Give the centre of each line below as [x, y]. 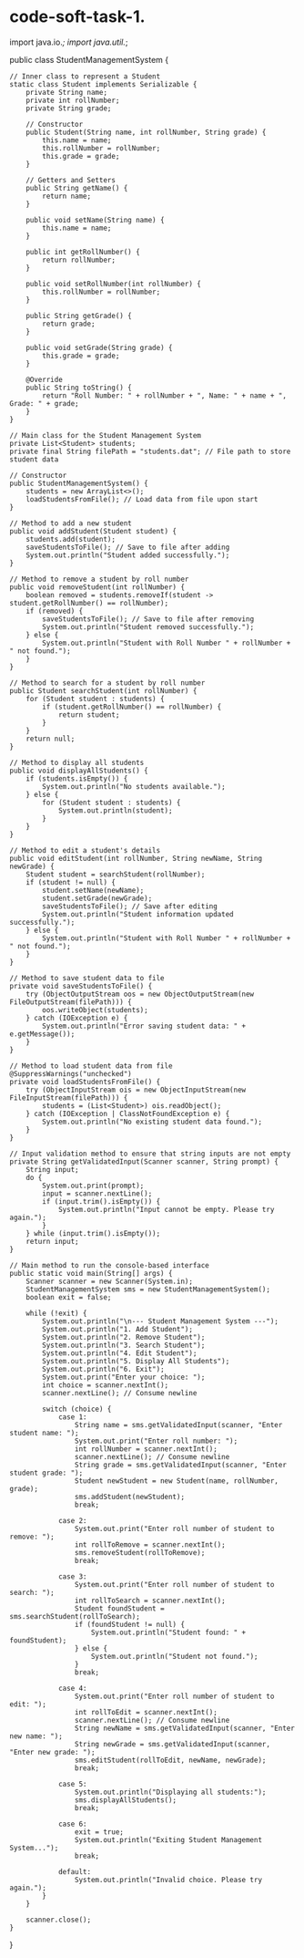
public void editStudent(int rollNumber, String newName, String [136, 858]
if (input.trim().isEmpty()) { [101, 1201]
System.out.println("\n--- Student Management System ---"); [161, 1321]
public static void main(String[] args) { [91, 1273]
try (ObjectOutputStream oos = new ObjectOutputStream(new [140, 994]
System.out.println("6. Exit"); [104, 1369]
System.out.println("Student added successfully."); [128, 555]
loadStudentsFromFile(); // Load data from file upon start [142, 499]
